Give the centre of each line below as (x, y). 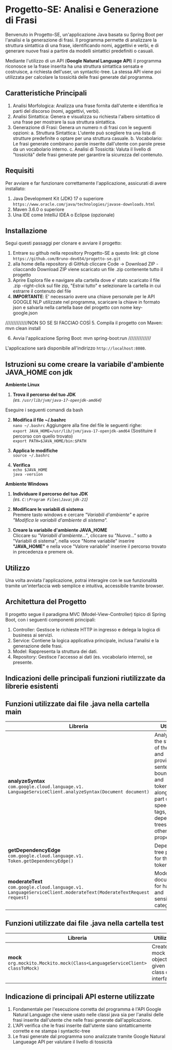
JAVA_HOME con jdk (39, 372)
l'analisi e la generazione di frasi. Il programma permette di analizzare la (81, 40)
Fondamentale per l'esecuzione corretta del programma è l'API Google (87, 1009)
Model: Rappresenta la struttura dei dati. (55, 651)
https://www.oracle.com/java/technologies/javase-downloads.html (84, 204)
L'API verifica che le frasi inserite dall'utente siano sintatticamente (82, 1025)
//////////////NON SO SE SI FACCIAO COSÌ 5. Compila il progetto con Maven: (84, 323)
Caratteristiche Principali (46, 93)
